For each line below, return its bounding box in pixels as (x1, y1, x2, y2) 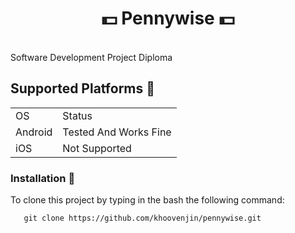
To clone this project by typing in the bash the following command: (10, 194, 285, 206)
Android (15, 125, 53, 139)
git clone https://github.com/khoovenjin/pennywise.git (23, 213, 262, 224)
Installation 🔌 (10, 171, 76, 185)
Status (62, 108, 93, 122)
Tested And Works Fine (62, 125, 172, 139)
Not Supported (62, 141, 132, 155)
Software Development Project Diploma (10, 51, 173, 63)
